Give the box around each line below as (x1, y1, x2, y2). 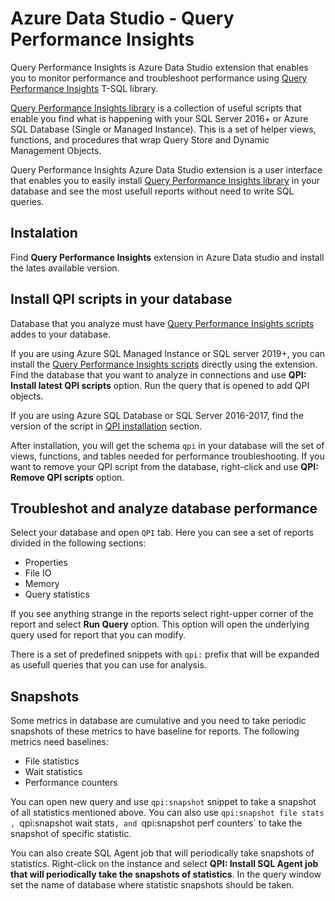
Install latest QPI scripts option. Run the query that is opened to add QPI (10, 379, 310, 391)
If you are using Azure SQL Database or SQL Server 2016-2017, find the (10, 409, 304, 421)
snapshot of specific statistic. (10, 828, 132, 840)
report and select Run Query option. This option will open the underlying (10, 618, 310, 631)
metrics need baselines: (10, 736, 109, 748)
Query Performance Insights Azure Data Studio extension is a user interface (10, 163, 323, 176)
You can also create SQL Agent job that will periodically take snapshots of (10, 847, 315, 859)
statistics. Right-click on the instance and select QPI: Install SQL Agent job (10, 858, 319, 870)
